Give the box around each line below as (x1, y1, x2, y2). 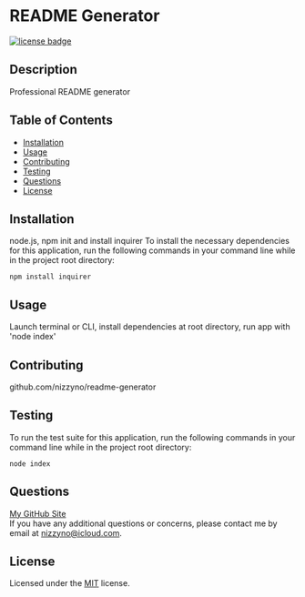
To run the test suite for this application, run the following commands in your (9, 431, 296, 442)
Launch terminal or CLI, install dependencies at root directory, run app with (9, 321, 290, 332)
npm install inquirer (9, 272, 92, 282)
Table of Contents (9, 113, 114, 128)
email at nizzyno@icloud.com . (9, 527, 123, 538)
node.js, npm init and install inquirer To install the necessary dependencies (9, 236, 290, 247)
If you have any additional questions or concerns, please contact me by (9, 518, 278, 529)
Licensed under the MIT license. (9, 578, 130, 589)
